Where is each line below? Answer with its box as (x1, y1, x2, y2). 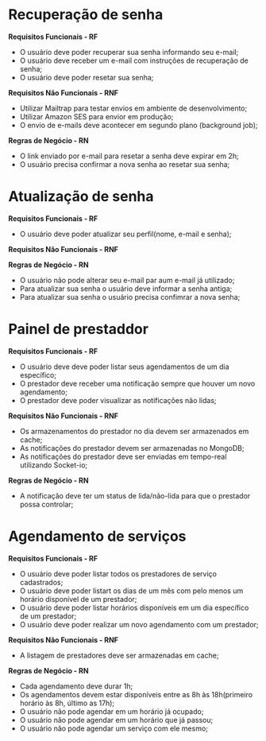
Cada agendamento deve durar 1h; (19, 681, 133, 691)
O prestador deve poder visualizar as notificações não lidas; (19, 395, 217, 405)
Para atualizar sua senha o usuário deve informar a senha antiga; (19, 284, 233, 293)
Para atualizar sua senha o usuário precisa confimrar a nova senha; (19, 292, 241, 301)
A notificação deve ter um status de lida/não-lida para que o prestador (19, 491, 251, 500)
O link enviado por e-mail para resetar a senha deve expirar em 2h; (19, 151, 240, 161)
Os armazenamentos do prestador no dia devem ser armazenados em (19, 426, 249, 436)
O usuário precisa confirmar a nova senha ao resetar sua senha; (19, 159, 230, 169)
